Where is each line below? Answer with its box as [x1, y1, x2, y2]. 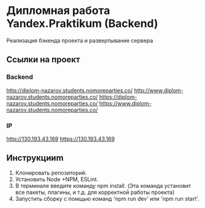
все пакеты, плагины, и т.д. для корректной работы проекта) [15, 188, 175, 196]
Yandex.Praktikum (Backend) [6, 16, 158, 30]
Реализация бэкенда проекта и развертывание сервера [6, 37, 154, 44]
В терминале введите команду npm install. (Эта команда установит [15, 182, 192, 189]
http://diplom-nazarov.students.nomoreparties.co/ [6, 87, 133, 94]
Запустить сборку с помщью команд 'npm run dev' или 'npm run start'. [15, 195, 199, 202]
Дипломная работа [6, 4, 110, 18]
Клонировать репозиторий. [15, 169, 87, 176]
